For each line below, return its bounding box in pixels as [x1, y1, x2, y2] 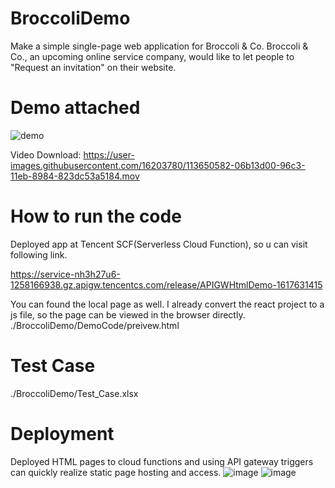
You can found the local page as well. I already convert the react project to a [10, 298, 325, 310]
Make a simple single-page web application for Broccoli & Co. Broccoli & [10, 40, 309, 52]
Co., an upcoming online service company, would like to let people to [10, 50, 295, 62]
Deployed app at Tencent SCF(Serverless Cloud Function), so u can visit [10, 238, 308, 250]
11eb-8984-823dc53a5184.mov [10, 170, 140, 182]
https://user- [83, 148, 135, 161]
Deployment [10, 422, 115, 445]
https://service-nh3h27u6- [10, 268, 121, 280]
